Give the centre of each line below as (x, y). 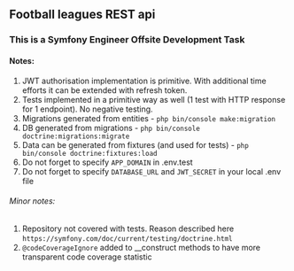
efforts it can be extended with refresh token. (104, 90)
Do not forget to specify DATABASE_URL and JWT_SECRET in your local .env (151, 171)
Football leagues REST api (82, 15)
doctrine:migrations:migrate (76, 136)
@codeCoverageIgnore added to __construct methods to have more (141, 247)
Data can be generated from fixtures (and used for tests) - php (135, 144)
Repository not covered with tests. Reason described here (128, 228)
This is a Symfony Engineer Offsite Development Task (127, 40)
